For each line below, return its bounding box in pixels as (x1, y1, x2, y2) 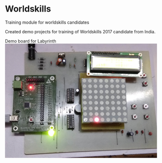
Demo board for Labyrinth (5, 38, 56, 44)
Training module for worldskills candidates (5, 19, 89, 25)
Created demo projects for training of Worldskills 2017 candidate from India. (5, 29, 156, 34)
